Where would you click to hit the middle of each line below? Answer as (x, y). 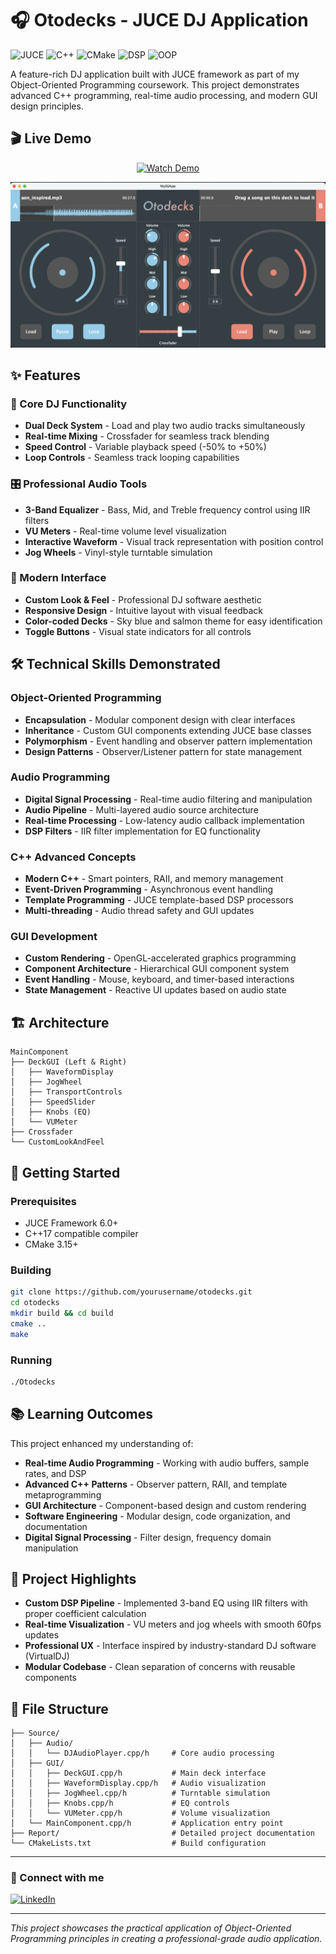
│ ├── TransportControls (66, 1092)
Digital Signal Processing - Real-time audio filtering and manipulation (168, 799)
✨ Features (45, 375)
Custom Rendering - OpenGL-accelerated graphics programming (160, 958)
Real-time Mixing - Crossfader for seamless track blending (147, 436)
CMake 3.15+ (51, 1244)
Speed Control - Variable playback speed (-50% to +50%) (145, 447)
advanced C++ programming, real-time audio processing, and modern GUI (164, 95)
